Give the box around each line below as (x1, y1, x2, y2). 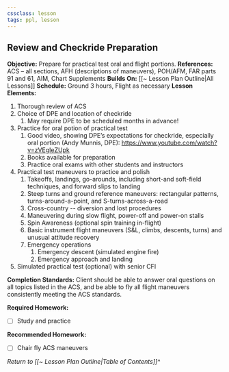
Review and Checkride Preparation (7, 42, 159, 53)
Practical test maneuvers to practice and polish (16, 168, 150, 176)
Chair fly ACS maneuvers (16, 344, 88, 352)
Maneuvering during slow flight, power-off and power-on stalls (27, 212, 204, 220)
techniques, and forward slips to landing (27, 182, 141, 190)
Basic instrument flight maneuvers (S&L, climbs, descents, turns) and (27, 226, 222, 234)
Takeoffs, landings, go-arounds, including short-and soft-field (27, 175, 202, 184)
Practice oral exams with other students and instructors (27, 160, 184, 169)
